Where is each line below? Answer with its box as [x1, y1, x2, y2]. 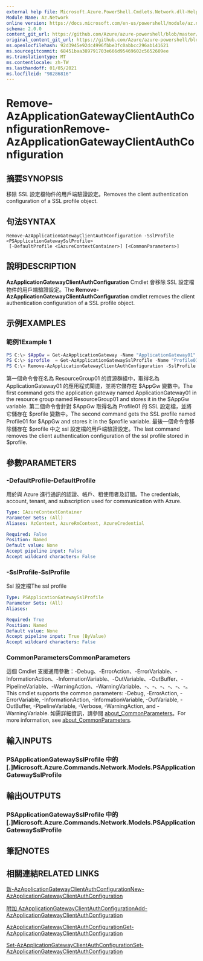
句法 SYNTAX [6, 216, 56, 227]
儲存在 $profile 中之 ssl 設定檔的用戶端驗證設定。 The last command [11, 425, 180, 432]
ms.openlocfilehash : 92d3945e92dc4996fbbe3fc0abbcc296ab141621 [6, 43, 169, 49]
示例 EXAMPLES [6, 318, 66, 329]
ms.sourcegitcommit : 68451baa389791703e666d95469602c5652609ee [6, 48, 169, 54]
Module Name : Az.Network [6, 14, 69, 21]
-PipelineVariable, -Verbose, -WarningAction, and [33, 702, 156, 710]
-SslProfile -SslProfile [6, 568, 71, 576]
